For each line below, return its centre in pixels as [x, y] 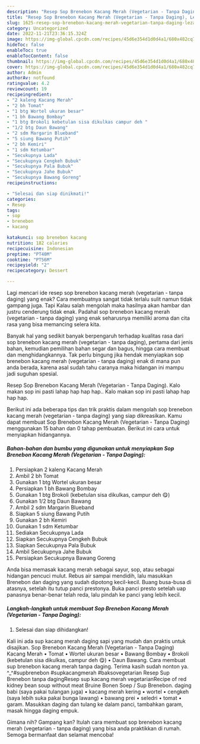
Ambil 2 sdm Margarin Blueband [55, 507]
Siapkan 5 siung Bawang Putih [53, 513]
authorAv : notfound [31, 78]
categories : [21, 199]
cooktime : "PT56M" [29, 260]
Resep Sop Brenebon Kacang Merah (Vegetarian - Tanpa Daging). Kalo [93, 385]
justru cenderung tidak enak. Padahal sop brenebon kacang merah [88, 312]
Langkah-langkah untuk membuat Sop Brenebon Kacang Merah [88, 608]
